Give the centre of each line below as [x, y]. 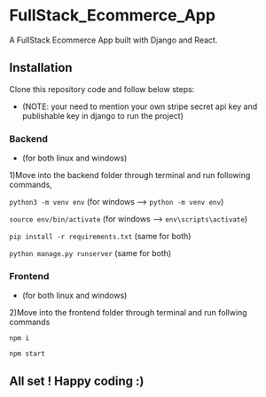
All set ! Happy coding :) [77, 381]
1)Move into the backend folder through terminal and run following [130, 175]
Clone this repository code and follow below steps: [102, 89]
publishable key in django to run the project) [103, 115]
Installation [41, 68]
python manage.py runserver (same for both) [90, 253]
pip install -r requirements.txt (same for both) [100, 237]
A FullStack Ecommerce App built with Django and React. [113, 40]
